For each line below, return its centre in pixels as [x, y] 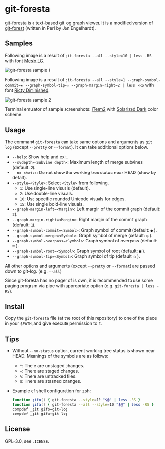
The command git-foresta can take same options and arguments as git [79, 142]
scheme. [14, 114]
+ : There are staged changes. [49, 371]
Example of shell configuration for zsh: [51, 391]
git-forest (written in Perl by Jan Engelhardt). [50, 28]
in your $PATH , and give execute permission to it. [54, 323]
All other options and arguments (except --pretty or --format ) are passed [80, 266]
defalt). [19, 177]
